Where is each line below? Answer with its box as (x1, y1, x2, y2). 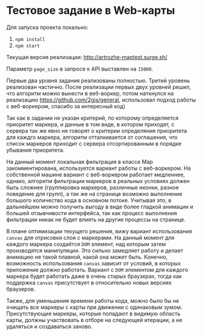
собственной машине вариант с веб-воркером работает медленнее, (6, 170, 186, 178)
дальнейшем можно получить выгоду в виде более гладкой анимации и (6, 203, 194, 210)
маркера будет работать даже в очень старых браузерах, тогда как (6, 273, 183, 280)
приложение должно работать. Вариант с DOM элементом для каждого (6, 266, 189, 273)
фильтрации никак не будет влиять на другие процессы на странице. (6, 216, 186, 223)
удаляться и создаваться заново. (6, 323, 93, 330)
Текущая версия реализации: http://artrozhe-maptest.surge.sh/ (6, 53, 168, 60)
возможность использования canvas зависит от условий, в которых (6, 259, 181, 267)
